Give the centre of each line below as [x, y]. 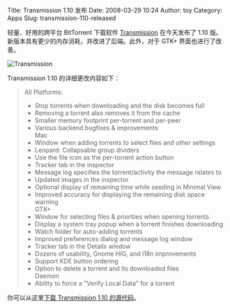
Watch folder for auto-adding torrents [89, 231]
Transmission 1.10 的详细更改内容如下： [64, 78]
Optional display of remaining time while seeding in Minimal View [128, 187]
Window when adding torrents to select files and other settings [125, 143]
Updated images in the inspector [82, 179]
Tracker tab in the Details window [83, 246]
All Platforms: [43, 92]
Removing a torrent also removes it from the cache [107, 113]
